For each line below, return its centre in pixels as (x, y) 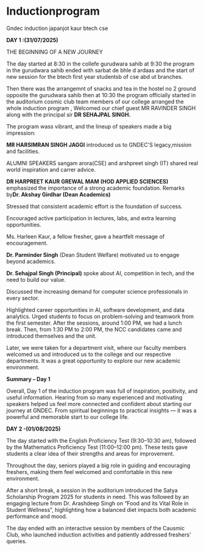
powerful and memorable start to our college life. (68, 416)
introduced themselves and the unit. (51, 336)
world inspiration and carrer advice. (51, 169)
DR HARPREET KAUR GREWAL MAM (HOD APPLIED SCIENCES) (87, 181)
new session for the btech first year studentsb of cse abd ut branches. (95, 76)
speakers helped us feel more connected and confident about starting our (99, 404)
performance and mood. (37, 516)
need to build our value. (36, 279)
